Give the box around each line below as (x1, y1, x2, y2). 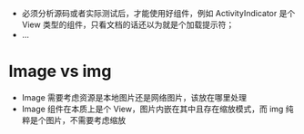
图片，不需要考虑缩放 (46, 114, 127, 125)
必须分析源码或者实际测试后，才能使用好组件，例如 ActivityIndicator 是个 (21, 8, 296, 18)
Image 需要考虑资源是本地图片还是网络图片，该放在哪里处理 (21, 91, 248, 102)
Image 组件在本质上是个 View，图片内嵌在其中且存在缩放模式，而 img (21, 103, 284, 114)
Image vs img (8, 62, 112, 81)
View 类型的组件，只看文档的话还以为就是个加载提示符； (21, 19, 235, 30)
